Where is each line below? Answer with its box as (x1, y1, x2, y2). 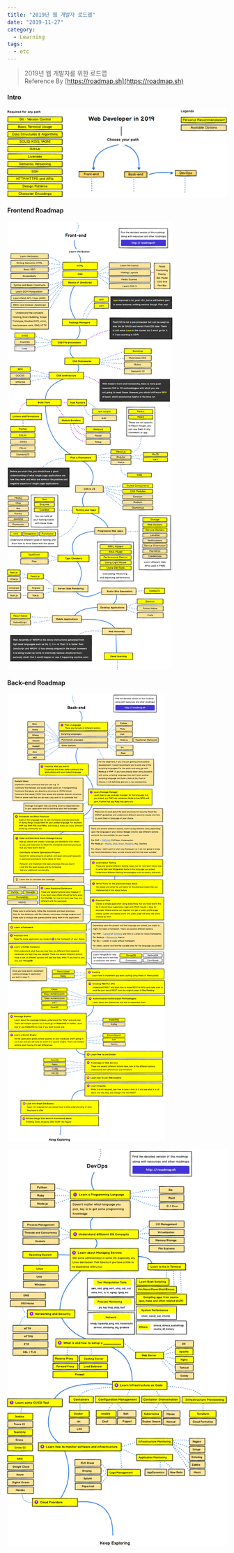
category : (7, 26, 36, 33)
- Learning (13, 34, 45, 41)
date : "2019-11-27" (7, 18, 64, 26)
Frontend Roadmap (7, 206, 64, 214)
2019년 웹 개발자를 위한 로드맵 (24, 69, 107, 77)
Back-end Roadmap (7, 678, 66, 687)
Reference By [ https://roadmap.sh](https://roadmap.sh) (24, 77, 184, 85)
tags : (7, 41, 23, 48)
